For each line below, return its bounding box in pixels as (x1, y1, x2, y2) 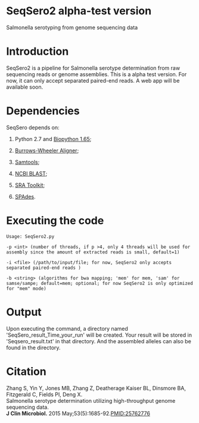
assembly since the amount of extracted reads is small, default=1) (6, 249, 180, 255)
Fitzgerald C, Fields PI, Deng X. (6, 391, 83, 398)
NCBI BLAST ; (14, 170, 48, 177)
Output (6, 305, 42, 319)
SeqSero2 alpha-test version (6, 4, 152, 18)
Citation (6, 365, 46, 378)
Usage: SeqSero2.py (6, 233, 55, 239)
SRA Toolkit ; (14, 181, 45, 189)
